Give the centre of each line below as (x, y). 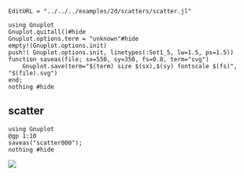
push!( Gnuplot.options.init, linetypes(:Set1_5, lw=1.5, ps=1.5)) (121, 53)
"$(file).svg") (33, 73)
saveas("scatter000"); (45, 143)
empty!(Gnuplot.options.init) (58, 46)
